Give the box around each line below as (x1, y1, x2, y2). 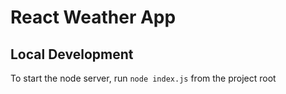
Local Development (10, 46, 134, 63)
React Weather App (10, 6, 177, 29)
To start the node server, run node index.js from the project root (10, 72, 277, 84)
